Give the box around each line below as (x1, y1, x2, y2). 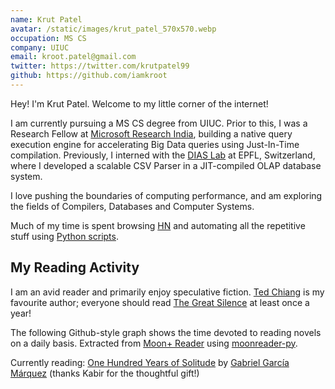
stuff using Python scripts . (10, 230, 119, 242)
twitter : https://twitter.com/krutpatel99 (10, 61, 190, 71)
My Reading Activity (10, 259, 140, 276)
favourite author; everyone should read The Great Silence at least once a (10, 296, 310, 308)
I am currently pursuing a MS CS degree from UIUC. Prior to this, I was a (10, 117, 308, 129)
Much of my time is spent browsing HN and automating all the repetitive (10, 219, 306, 231)
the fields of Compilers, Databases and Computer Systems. (10, 200, 255, 212)
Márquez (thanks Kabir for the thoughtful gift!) (10, 367, 200, 379)
